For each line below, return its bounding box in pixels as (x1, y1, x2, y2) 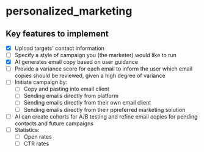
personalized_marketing (5, 4, 133, 18)
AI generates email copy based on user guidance (14, 58, 139, 66)
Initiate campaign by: (14, 78, 68, 86)
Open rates (23, 133, 53, 140)
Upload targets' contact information (14, 44, 105, 52)
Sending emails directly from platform (23, 92, 118, 100)
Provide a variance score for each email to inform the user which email (14, 65, 193, 72)
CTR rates (23, 140, 49, 147)
